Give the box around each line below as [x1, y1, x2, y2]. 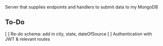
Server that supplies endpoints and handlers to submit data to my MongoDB [5, 4, 158, 10]
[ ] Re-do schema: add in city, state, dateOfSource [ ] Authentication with [5, 31, 153, 37]
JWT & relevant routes [5, 36, 50, 42]
